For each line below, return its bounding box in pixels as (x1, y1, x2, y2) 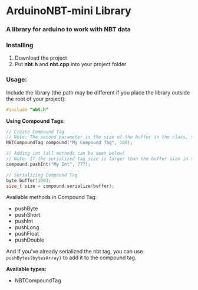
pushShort (14, 211, 41, 219)
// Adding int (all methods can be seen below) (6, 151, 126, 157)
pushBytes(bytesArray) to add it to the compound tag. (6, 254, 137, 261)
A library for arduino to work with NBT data (6, 25, 131, 34)
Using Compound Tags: (6, 117, 65, 125)
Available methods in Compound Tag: (6, 194, 97, 201)
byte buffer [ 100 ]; (6, 177, 51, 184)
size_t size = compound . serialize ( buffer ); (6, 183, 115, 189)
